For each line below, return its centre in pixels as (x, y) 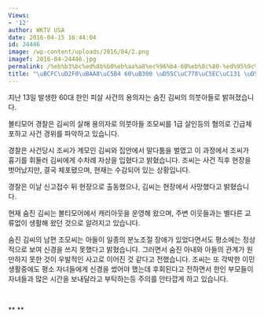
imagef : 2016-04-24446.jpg (52, 60)
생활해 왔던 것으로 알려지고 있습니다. (84, 223)
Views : (19, 15)
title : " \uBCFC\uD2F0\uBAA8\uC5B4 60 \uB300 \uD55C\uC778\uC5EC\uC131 (125, 74)
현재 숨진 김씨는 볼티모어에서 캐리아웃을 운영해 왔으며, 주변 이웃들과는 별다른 (126, 213)
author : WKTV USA (37, 30)
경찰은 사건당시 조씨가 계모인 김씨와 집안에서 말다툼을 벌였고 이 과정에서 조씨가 (129, 150)
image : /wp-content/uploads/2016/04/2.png (79, 52)
